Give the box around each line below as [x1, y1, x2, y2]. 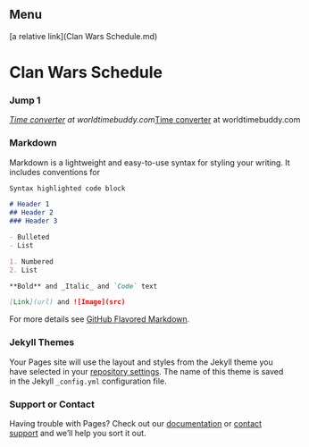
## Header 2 [9, 208, 54, 217]
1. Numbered [9, 257, 54, 266]
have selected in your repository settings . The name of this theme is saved [9, 366, 284, 376]
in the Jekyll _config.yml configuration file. [9, 375, 167, 386]
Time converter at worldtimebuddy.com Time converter [9, 114, 212, 125]
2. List [9, 266, 38, 274]
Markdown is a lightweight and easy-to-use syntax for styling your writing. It [9, 156, 290, 168]
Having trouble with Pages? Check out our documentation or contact [9, 417, 262, 428]
